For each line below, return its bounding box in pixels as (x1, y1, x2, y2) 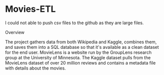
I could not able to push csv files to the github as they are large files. (5, 20, 144, 26)
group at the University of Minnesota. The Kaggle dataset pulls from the (5, 54, 151, 60)
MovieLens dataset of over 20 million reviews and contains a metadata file (5, 60, 156, 66)
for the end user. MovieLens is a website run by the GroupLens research (5, 49, 152, 55)
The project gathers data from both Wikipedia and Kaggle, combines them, (5, 38, 157, 45)
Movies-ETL (5, 3, 56, 15)
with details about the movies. (5, 65, 66, 71)
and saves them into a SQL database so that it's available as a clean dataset (5, 44, 159, 50)
